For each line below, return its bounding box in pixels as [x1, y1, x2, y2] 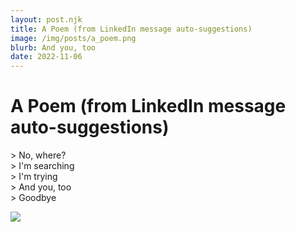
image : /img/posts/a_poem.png [10, 33, 137, 43]
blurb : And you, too [10, 42, 97, 53]
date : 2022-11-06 [10, 52, 83, 62]
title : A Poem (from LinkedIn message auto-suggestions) [10, 24, 253, 34]
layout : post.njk [10, 14, 83, 25]
